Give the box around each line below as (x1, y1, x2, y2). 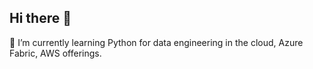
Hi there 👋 (9, 10, 72, 27)
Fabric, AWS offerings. (9, 47, 102, 59)
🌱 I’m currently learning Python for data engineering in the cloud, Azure (9, 36, 304, 48)
